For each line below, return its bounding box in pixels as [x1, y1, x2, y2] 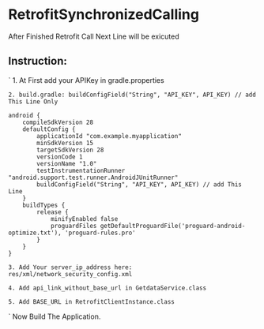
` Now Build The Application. [8, 312, 101, 321]
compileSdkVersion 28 [22, 118, 93, 126]
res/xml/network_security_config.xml [8, 270, 133, 278]
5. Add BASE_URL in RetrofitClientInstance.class [8, 297, 175, 305]
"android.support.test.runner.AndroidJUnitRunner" [8, 174, 179, 181]
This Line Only [8, 97, 58, 106]
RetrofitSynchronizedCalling [8, 6, 200, 24]
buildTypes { [22, 201, 66, 209]
